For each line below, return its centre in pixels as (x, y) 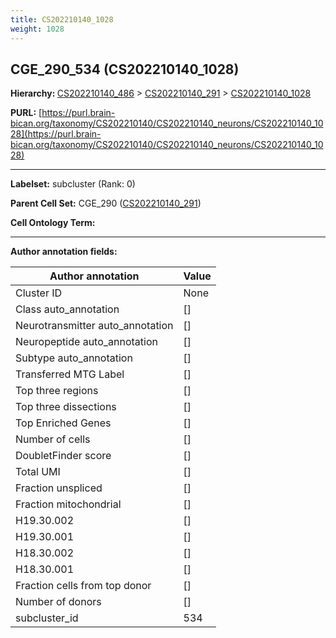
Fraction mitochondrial (68, 504)
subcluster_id (47, 618)
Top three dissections (66, 407)
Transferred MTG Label (70, 374)
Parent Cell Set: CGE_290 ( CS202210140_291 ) (106, 203)
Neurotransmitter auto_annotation (94, 326)
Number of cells (53, 439)
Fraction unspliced (59, 488)
